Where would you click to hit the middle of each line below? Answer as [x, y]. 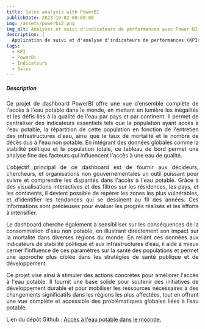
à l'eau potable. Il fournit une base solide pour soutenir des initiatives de [103, 282]
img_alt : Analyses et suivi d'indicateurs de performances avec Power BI [102, 29]
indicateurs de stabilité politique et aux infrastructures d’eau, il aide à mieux [103, 244]
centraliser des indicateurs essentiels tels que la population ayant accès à [103, 123]
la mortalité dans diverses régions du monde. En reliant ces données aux [103, 237]
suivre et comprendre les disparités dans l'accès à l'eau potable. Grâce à [103, 180]
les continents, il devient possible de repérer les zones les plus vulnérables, [103, 193]
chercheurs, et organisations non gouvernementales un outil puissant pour [103, 174]
